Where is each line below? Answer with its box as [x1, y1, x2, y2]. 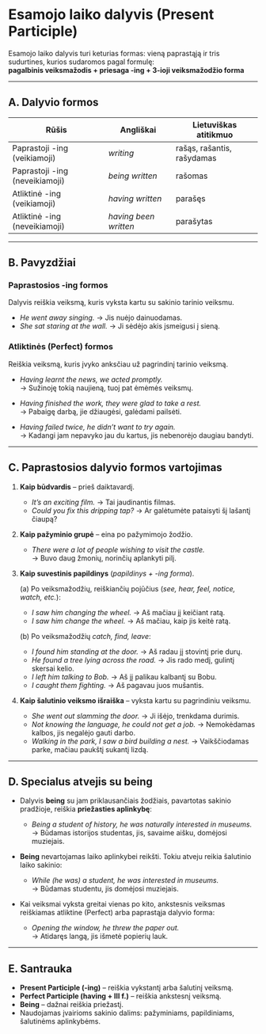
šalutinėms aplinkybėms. [19, 1017, 101, 1026]
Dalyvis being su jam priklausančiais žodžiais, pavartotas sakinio [19, 796, 232, 805]
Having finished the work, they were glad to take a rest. [19, 398, 202, 408]
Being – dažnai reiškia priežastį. [19, 1000, 124, 1009]
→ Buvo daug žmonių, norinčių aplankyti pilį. [31, 553, 177, 563]
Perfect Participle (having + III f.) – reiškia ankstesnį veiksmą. [19, 991, 222, 1001]
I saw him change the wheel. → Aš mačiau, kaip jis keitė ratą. [31, 616, 231, 625]
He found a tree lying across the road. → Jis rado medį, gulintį [31, 655, 235, 664]
